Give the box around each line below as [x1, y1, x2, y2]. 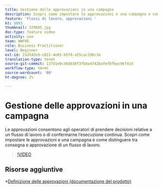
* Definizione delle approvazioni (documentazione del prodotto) [5, 178, 132, 184]
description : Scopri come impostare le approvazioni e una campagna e [5, 12, 151, 17]
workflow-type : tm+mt [5, 66, 49, 71]
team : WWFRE [5, 39, 29, 44]
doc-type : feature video [5, 30, 55, 34]
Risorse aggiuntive [5, 166, 63, 174]
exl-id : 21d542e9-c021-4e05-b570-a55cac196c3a [5, 52, 101, 57]
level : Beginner [5, 48, 38, 52]
